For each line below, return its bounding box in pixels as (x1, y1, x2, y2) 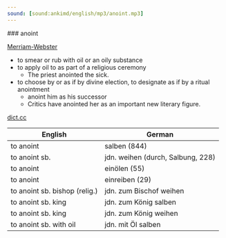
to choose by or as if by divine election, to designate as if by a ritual (17, 77, 210, 86)
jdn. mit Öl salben (104, 219, 161, 229)
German (146, 129, 174, 139)
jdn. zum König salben (104, 197, 176, 207)
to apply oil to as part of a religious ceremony (17, 63, 147, 71)
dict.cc (7, 113, 27, 121)
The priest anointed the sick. (27, 70, 109, 79)
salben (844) (104, 141, 147, 150)
